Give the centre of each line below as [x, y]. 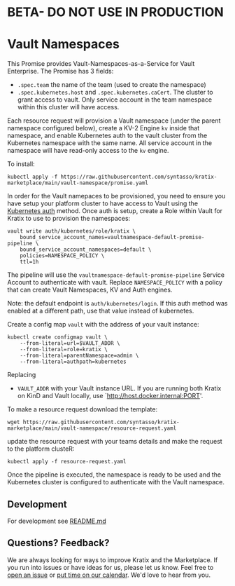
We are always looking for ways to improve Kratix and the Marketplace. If [113, 560]
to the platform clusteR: [41, 449]
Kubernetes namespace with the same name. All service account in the [109, 143]
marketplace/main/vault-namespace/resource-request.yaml [92, 428]
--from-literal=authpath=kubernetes [73, 362]
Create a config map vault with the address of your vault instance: [103, 325]
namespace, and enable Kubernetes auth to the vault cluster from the [107, 136]
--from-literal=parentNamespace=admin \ [79, 356]
